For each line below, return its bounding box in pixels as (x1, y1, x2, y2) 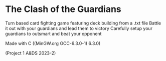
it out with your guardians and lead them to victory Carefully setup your (5, 25, 153, 31)
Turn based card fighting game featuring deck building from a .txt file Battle (5, 20, 161, 26)
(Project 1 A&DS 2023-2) (5, 50, 56, 56)
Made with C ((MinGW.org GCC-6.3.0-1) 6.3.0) (5, 40, 101, 46)
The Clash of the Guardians (5, 3, 121, 15)
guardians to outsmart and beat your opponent (5, 30, 102, 36)
